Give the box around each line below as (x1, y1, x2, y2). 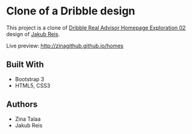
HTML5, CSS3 (14, 82, 51, 89)
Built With (6, 59, 44, 70)
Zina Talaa (14, 115, 41, 123)
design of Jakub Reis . (6, 30, 60, 37)
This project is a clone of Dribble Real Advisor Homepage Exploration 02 (6, 24, 186, 31)
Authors (6, 99, 38, 109)
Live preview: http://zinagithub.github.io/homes (6, 42, 124, 49)
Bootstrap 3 (14, 75, 45, 82)
